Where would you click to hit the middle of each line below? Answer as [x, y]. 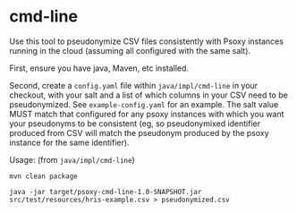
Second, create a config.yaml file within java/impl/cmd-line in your [133, 85]
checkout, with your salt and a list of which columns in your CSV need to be [148, 95]
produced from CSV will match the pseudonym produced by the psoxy [140, 132]
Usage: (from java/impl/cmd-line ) [72, 159]
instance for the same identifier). [69, 142]
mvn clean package [43, 176]
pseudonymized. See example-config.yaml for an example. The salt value [144, 104]
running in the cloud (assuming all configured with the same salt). [130, 50]
